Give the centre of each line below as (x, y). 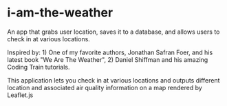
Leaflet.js (20, 95)
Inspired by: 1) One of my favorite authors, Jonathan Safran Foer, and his (110, 52)
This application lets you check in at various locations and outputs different (113, 80)
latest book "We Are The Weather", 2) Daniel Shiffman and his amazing (108, 59)
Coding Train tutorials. (39, 67)
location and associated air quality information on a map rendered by (105, 87)
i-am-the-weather (60, 13)
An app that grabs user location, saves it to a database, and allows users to (113, 32)
